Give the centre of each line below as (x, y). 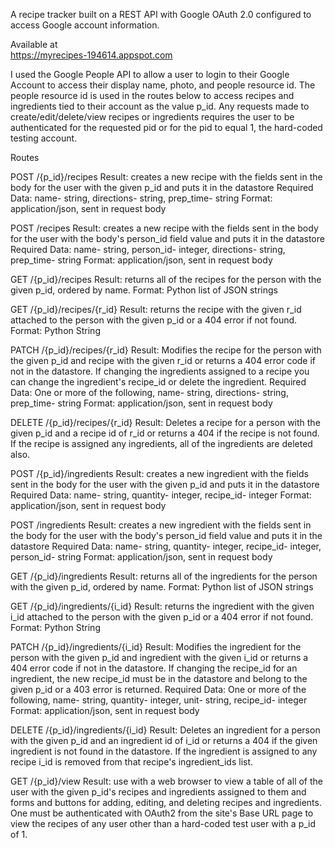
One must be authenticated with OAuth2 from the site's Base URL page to (162, 813)
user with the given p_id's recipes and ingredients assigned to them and (158, 792)
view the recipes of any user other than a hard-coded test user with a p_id (163, 823)
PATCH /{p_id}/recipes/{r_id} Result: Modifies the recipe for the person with (166, 350)
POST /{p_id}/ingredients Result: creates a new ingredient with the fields (159, 473)
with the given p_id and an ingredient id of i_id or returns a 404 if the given (164, 740)
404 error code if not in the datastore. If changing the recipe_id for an (154, 668)
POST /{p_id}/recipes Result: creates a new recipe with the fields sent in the (166, 177)
